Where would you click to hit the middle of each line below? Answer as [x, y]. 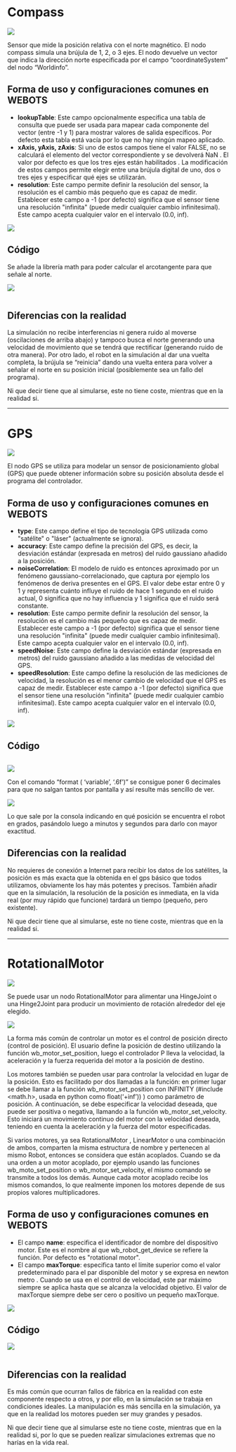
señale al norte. [30, 274]
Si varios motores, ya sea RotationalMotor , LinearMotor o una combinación [117, 1140]
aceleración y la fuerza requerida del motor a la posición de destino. [106, 1060]
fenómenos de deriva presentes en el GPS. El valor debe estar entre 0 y [121, 584]
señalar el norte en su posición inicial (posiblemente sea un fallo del [105, 370]
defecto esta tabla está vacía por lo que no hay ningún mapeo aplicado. [121, 140]
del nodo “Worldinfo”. [38, 67]
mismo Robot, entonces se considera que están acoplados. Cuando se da [114, 1155]
